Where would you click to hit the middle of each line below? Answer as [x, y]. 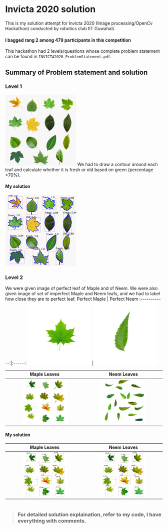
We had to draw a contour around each [118, 164]
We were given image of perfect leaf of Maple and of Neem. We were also [81, 288]
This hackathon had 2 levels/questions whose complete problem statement [82, 51]
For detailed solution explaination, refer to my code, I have [89, 514]
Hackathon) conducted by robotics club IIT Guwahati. [60, 28]
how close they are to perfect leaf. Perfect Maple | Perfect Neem [72, 299]
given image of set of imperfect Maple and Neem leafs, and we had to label [83, 293]
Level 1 [14, 86]
